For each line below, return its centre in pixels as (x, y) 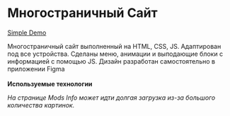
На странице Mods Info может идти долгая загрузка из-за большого (111, 98)
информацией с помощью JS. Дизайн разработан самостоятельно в (111, 61)
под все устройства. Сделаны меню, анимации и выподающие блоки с (115, 54)
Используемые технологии (50, 83)
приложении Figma (36, 69)
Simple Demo (27, 33)
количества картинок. (41, 105)
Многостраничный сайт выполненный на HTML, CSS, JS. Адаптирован (114, 46)
